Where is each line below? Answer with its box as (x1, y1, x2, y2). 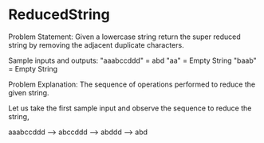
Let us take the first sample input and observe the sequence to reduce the (8, 103, 252, 113)
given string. (8, 87, 49, 97)
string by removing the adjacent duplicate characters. (8, 40, 185, 49)
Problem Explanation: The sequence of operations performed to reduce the (8, 79, 256, 89)
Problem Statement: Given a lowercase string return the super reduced (8, 32, 241, 41)
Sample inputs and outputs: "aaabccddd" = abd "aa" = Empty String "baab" (8, 56, 257, 65)
